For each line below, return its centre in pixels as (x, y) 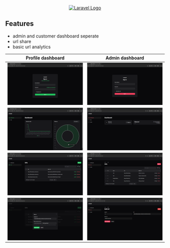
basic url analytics (32, 47)
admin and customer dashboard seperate (56, 36)
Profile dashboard (45, 58)
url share (22, 41)
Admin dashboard (125, 58)
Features (19, 24)
